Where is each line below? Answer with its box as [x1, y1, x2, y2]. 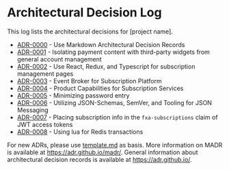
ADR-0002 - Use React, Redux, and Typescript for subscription [16, 62, 196, 70]
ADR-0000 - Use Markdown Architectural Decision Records [16, 40, 185, 48]
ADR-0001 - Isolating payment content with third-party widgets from [16, 48, 211, 56]
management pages [16, 70, 74, 78]
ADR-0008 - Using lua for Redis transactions [16, 128, 144, 136]
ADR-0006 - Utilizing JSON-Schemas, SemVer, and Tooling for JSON [16, 98, 212, 107]
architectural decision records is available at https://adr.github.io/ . [7, 155, 193, 163]
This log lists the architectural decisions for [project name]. [7, 27, 173, 36]
